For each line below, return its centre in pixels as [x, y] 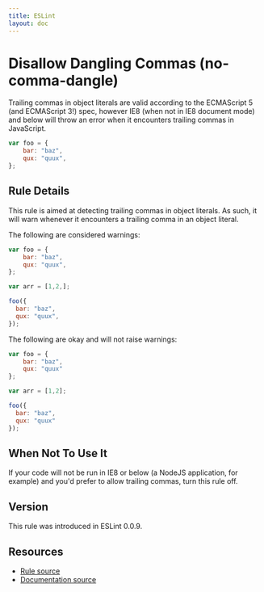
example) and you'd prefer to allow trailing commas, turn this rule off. [123, 481]
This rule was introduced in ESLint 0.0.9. [75, 527]
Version [28, 507]
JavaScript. [27, 128]
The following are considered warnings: [74, 234]
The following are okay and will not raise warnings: [93, 339]
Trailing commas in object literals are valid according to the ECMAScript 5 [131, 103]
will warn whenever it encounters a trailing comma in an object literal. [124, 219]
